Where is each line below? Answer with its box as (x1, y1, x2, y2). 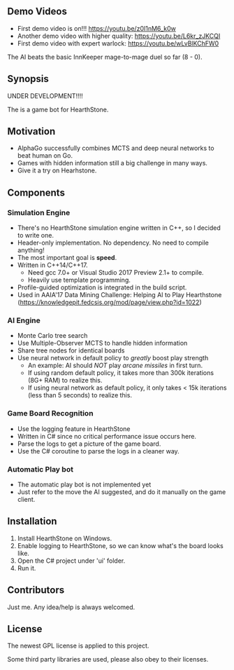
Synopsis (7, 73, 49, 85)
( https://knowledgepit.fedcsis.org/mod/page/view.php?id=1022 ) (17, 298, 202, 307)
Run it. (17, 563, 36, 572)
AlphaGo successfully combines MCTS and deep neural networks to (17, 144, 214, 153)
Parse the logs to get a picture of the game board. (17, 439, 161, 448)
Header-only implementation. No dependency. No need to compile (17, 238, 210, 247)
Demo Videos (7, 6, 68, 18)
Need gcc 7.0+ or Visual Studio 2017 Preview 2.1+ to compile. (27, 268, 204, 277)
